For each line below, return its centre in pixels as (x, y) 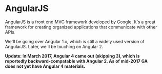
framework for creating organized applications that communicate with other (81, 27)
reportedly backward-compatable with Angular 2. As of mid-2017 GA (76, 61)
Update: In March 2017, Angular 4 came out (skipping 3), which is (72, 56)
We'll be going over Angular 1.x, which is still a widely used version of (75, 41)
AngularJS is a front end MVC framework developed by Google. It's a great (80, 22)
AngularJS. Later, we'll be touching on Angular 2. (54, 46)
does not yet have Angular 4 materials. (45, 66)
